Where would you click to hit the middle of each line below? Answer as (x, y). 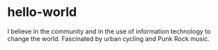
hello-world (42, 12)
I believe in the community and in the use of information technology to (109, 31)
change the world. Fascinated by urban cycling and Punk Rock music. (109, 38)
